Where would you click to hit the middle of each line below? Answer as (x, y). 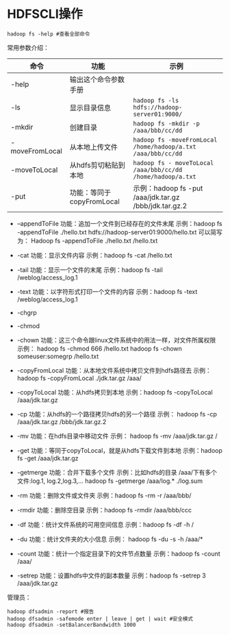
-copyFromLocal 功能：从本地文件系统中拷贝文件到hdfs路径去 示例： (114, 370)
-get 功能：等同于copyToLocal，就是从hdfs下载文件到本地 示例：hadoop (119, 450)
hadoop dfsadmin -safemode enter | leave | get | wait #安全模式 (100, 619)
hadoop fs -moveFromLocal (175, 140)
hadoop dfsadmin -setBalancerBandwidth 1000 (72, 625)
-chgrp (27, 312)
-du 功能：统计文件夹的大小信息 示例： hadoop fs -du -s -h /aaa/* (110, 539)
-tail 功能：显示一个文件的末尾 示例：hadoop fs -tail (90, 270)
